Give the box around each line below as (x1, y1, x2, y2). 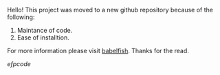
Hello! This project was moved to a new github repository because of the (7, 6, 213, 14)
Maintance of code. (16, 27, 73, 34)
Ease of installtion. (16, 33, 70, 42)
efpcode (7, 60, 31, 67)
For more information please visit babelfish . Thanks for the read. (7, 47, 189, 55)
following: (7, 13, 35, 21)
